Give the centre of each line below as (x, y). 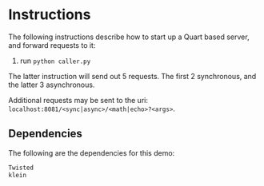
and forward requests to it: (52, 45)
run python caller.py (55, 61)
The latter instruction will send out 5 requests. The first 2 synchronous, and (132, 76)
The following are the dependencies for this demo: (92, 152)
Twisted (21, 168)
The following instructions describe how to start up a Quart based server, (129, 37)
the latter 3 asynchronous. (52, 85)
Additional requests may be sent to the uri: (78, 100)
